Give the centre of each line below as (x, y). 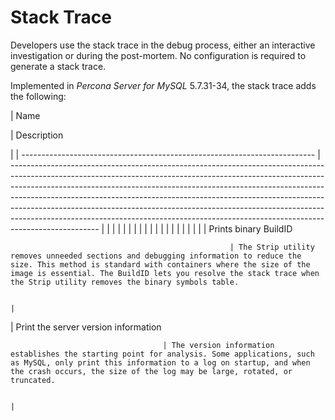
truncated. (33, 380)
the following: (38, 96)
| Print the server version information (86, 327)
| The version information (218, 345)
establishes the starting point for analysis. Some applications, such (162, 354)
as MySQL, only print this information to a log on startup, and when (160, 362)
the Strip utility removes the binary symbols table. (125, 282)
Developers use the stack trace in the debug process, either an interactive (163, 45)
